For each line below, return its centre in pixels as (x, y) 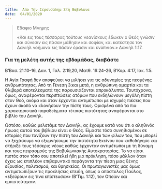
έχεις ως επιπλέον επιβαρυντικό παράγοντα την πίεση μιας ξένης (72, 161)
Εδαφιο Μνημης (33, 28)
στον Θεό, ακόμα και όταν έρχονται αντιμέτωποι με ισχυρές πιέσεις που (78, 100)
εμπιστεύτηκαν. (21, 181)
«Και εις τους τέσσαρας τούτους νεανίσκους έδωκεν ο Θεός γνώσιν (86, 37)
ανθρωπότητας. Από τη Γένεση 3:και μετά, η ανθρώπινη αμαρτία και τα (77, 85)
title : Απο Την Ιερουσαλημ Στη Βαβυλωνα (47, 9)
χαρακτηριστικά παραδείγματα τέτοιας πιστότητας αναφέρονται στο (74, 110)
